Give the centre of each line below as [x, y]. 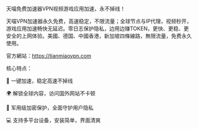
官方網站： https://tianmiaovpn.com [49, 56]
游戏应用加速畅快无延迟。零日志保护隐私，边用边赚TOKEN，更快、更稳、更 [98, 29]
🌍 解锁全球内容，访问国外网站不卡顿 [51, 93]
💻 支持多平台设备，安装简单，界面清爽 [54, 120]
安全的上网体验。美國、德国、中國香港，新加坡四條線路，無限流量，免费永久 [99, 36]
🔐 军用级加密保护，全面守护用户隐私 [50, 107]
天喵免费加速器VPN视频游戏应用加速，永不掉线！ [66, 9]
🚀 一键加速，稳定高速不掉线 [40, 81]
